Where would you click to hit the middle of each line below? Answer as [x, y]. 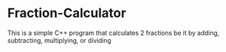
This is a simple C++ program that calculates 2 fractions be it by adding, [113, 33]
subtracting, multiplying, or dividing [60, 40]
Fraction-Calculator [67, 13]
